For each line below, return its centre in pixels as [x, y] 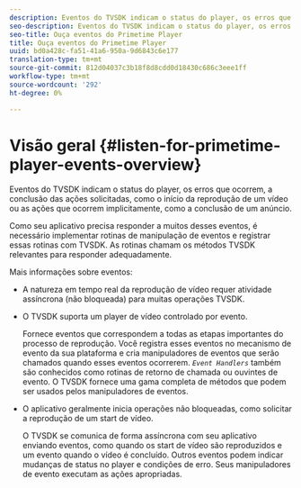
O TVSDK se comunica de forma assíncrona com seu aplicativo [140, 436]
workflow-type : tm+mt [50, 77]
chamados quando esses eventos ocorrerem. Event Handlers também [151, 363]
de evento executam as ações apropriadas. [102, 474]
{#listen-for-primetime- [190, 145]
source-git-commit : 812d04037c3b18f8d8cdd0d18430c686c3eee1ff [128, 68]
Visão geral [53, 145]
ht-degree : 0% [36, 93]
